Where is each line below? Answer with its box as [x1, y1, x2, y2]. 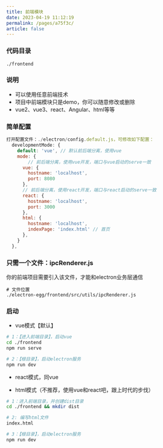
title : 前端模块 [6, 8, 43, 15]
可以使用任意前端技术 [14, 91, 68, 98]
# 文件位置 [6, 286, 30, 293]
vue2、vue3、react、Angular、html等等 [14, 106, 115, 113]
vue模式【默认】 [14, 322, 57, 329]
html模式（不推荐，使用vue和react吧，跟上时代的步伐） [14, 386, 154, 393]
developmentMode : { [11, 142, 61, 149]
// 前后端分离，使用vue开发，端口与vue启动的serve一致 [28, 159, 152, 165]
